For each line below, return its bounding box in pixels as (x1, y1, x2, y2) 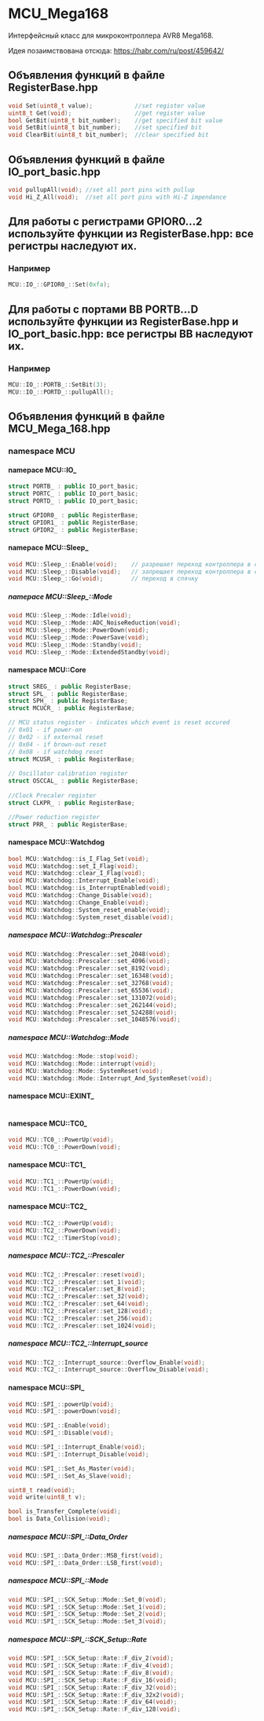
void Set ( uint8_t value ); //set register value (8, 101, 206, 110)
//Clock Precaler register (8, 791, 97, 800)
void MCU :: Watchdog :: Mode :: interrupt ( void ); (8, 1060, 156, 1068)
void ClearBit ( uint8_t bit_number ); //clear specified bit (8, 131, 210, 139)
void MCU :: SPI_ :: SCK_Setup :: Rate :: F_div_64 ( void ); (8, 1698, 178, 1706)
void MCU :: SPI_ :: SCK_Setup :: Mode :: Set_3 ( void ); (8, 1617, 167, 1626)
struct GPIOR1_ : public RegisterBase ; (8, 518, 139, 526)
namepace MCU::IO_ (8, 465, 77, 474)
